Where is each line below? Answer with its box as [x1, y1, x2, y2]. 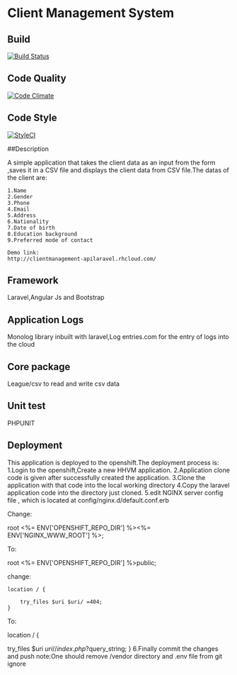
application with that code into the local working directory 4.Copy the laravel [7, 481, 230, 489]
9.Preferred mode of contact [7, 236, 93, 244]
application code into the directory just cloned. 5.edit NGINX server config [7, 488, 224, 497]
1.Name [7, 186, 27, 194]
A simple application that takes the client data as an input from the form [7, 158, 216, 167]
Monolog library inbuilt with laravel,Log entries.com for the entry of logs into [7, 333, 229, 341]
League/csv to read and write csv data [7, 379, 120, 388]
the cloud [7, 340, 35, 349]
